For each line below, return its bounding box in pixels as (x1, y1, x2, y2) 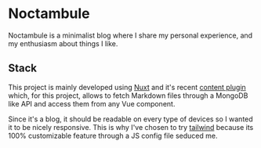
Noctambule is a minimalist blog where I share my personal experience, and (8, 31, 253, 40)
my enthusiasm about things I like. (8, 38, 118, 48)
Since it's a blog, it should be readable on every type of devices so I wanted (8, 114, 253, 124)
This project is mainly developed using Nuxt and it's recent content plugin (8, 82, 247, 92)
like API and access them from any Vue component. (8, 99, 176, 108)
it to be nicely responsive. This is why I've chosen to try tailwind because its (8, 122, 254, 132)
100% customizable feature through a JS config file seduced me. (8, 131, 218, 140)
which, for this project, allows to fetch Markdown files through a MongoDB (8, 91, 248, 100)
